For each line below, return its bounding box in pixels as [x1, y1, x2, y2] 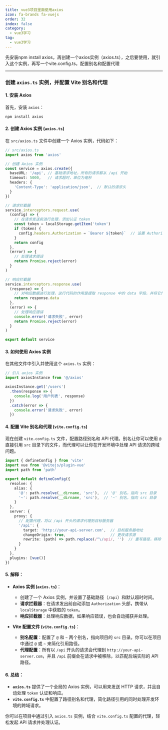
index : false [5, 21, 32, 26]
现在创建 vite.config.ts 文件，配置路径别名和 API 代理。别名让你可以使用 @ [5, 435, 161, 441]
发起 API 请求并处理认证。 [9, 719, 63, 725]
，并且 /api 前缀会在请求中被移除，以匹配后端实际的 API [42, 653, 158, 659]
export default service [5, 337, 55, 342]
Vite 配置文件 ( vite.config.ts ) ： [12, 623, 80, 629]
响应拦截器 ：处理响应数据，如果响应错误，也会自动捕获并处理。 [19, 613, 151, 619]
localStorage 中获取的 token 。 [19, 606, 83, 612]
